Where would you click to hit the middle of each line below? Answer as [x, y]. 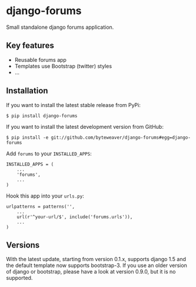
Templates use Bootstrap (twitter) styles [63, 66]
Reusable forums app [40, 59]
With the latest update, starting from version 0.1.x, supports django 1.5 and [96, 259]
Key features [30, 46]
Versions [23, 245]
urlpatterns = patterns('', [41, 206]
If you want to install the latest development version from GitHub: [85, 126]
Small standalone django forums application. [60, 27]
